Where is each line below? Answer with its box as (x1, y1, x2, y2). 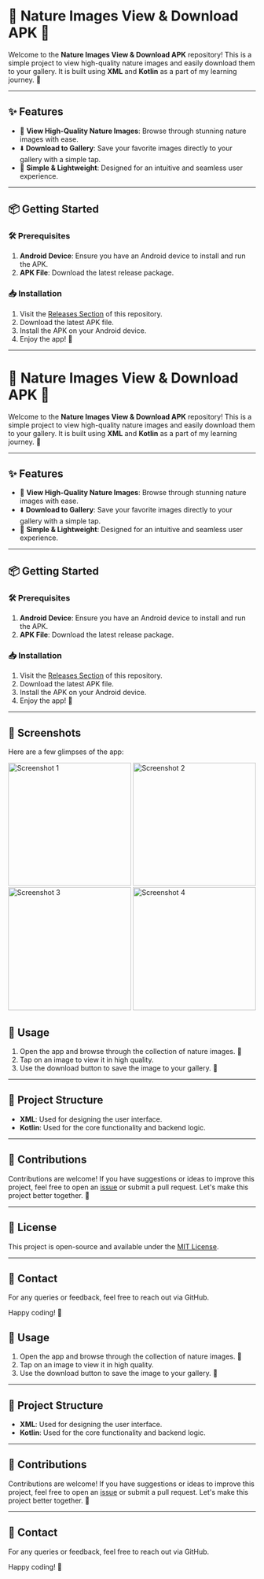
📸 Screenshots (8, 726, 82, 739)
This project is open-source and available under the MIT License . (8, 1241, 219, 1251)
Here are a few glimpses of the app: (8, 747, 124, 756)
